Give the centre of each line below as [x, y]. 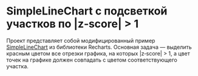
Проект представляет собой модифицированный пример [81, 40]
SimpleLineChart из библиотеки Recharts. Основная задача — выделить [99, 47]
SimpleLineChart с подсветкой [87, 11]
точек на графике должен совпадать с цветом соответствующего [92, 60]
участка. [18, 66]
